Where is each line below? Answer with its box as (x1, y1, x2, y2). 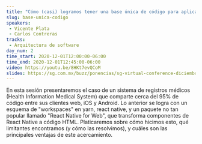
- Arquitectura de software (8, 43, 79, 49)
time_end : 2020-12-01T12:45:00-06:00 (6, 59, 101, 65)
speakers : (6, 20, 31, 26)
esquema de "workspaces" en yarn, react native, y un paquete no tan (6, 106, 179, 113)
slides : (6, 70, 26, 76)
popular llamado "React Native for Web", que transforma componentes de (6, 112, 189, 119)
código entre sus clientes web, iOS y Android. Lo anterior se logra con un (6, 100, 188, 107)
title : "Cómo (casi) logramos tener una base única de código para (6, 8, 179, 15)
